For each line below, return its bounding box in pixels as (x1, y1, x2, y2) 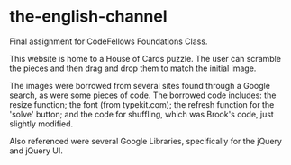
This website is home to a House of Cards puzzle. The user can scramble (9, 53, 282, 64)
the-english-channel (9, 6, 168, 27)
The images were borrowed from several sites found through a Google (9, 80, 270, 91)
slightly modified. (9, 118, 74, 129)
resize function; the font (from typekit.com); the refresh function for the (9, 99, 275, 109)
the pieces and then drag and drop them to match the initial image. (9, 63, 257, 74)
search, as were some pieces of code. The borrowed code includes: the (9, 90, 277, 100)
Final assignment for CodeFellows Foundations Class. (9, 36, 208, 47)
